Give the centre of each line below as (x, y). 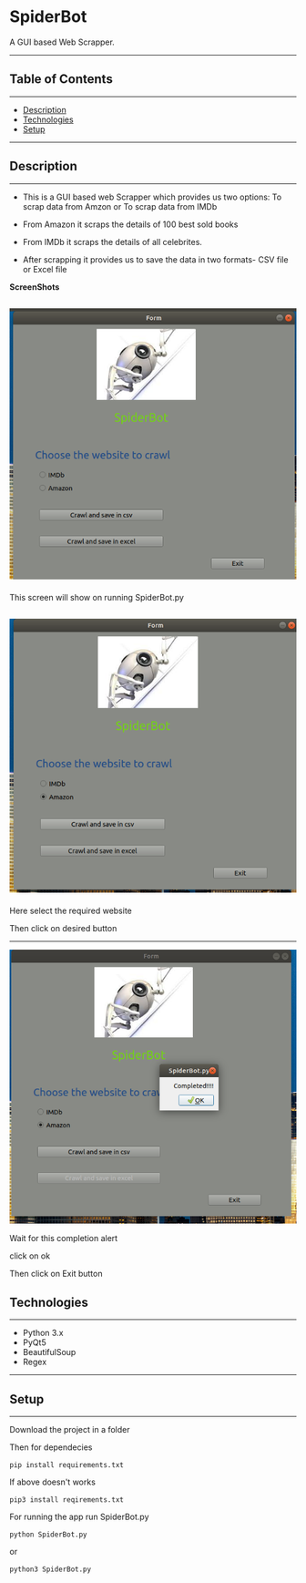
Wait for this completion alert (64, 1239)
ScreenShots (35, 287)
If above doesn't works (52, 1482)
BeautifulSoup (49, 1352)
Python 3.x (43, 1333)
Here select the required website (71, 910)
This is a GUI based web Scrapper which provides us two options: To (152, 197)
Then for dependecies (51, 1447)
